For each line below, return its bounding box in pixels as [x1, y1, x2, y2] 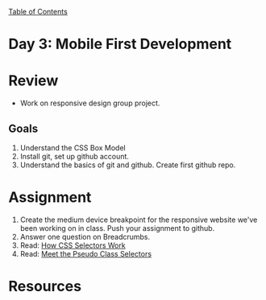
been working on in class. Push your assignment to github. [19, 223, 215, 232]
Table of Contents [8, 7, 69, 16]
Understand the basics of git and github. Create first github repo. [19, 160, 236, 170]
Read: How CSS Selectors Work [19, 240, 127, 250]
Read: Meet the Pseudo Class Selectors [19, 249, 152, 258]
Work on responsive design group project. [19, 98, 160, 108]
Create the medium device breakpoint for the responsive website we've [19, 215, 258, 224]
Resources [8, 277, 82, 296]
